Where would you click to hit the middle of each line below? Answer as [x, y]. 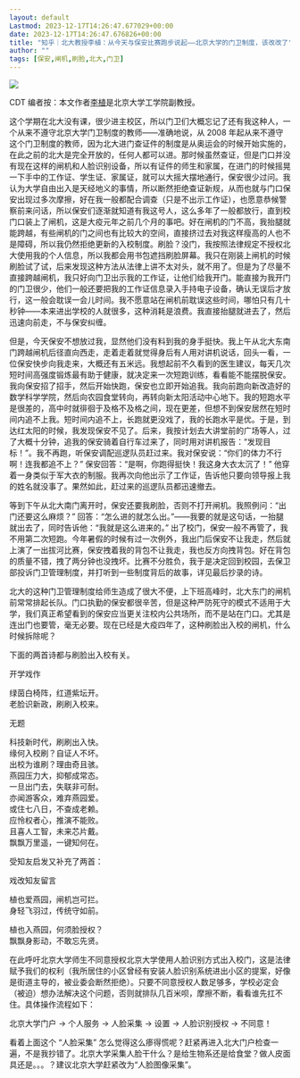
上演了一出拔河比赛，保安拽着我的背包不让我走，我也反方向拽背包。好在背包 [150, 550]
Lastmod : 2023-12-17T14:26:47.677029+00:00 [92, 26]
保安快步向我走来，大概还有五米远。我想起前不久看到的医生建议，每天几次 [154, 364]
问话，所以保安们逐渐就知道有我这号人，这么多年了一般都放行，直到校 [162, 210]
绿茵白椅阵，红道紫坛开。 [56, 693]
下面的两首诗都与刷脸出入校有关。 [72, 655]
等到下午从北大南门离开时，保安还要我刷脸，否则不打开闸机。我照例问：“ [144, 505]
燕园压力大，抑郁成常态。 [56, 775]
